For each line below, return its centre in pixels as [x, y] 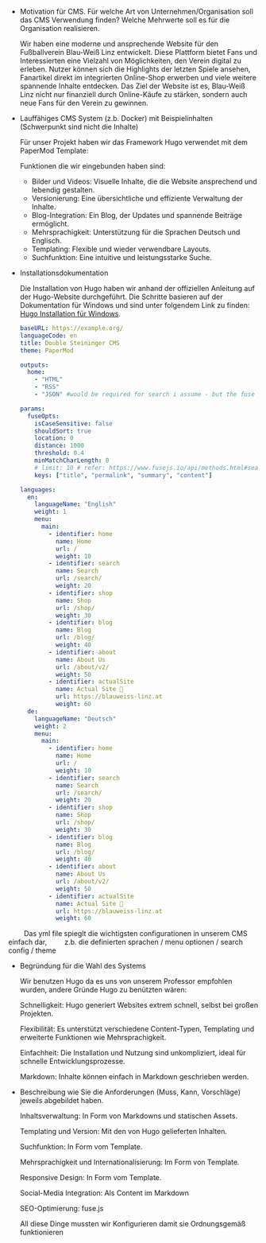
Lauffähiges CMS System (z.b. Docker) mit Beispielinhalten [116, 118]
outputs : [34, 365]
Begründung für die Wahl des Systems [83, 966]
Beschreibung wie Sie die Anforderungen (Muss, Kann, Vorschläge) [130, 1092]
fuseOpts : [43, 416]
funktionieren [41, 1233]
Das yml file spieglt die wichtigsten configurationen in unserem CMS [135, 934]
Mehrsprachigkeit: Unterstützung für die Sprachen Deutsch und [136, 232]
